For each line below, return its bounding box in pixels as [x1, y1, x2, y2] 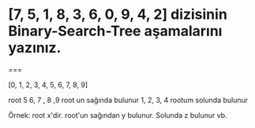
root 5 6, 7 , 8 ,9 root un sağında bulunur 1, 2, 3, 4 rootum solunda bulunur [8, 95, 249, 104]
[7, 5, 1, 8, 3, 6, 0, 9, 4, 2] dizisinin [8, 5, 227, 24]
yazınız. [8, 39, 62, 57]
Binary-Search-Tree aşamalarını [8, 22, 223, 40]
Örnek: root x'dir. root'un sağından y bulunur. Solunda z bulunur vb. [8, 110, 227, 119]
